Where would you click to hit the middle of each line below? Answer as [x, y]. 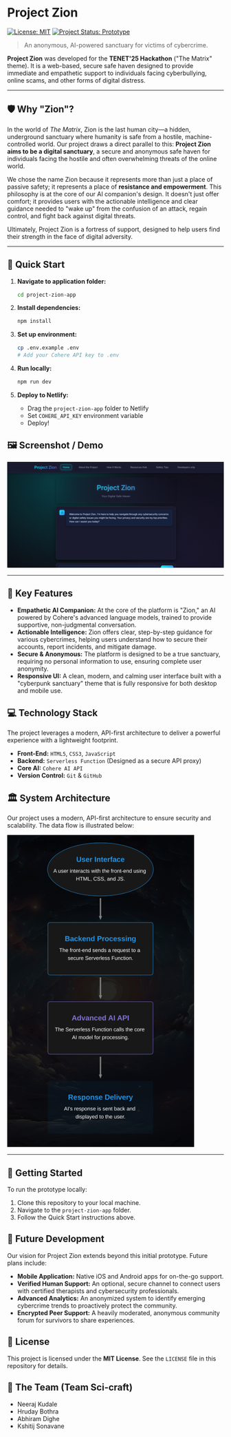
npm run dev [34, 382]
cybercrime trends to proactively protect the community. [97, 1305]
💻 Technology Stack [53, 713]
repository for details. [37, 1365]
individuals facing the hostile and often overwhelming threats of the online [112, 158]
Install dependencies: [49, 308]
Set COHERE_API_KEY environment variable [85, 415]
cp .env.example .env [48, 348]
